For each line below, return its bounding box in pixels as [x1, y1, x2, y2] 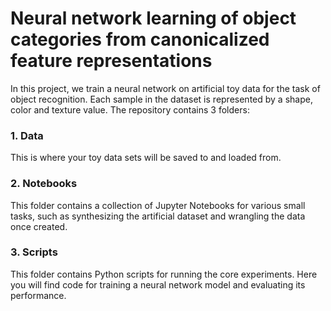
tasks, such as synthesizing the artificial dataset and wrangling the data [10, 210, 306, 222]
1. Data [10, 128, 44, 142]
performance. [10, 289, 67, 301]
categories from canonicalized [10, 28, 270, 51]
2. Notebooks [10, 177, 78, 191]
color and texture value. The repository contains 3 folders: [10, 103, 250, 116]
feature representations [10, 50, 213, 72]
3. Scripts [10, 245, 58, 259]
